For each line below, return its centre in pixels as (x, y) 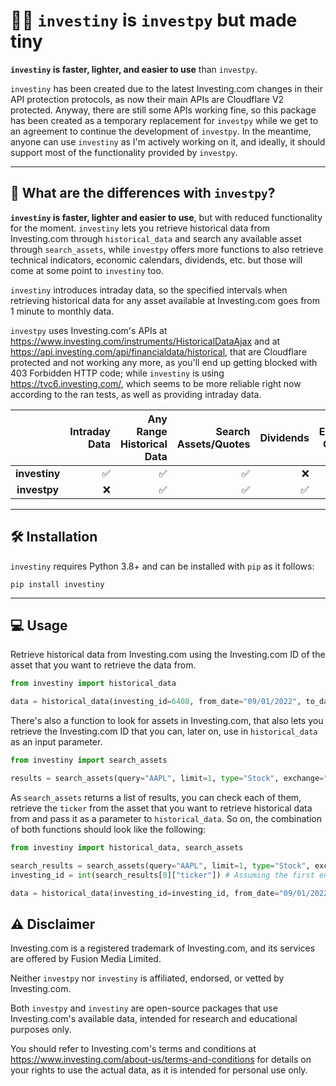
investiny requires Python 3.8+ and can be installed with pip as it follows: (162, 566)
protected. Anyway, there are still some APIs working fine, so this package (163, 110)
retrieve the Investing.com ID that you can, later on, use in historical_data (164, 731)
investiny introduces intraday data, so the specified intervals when (149, 290)
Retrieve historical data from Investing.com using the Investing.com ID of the (168, 655)
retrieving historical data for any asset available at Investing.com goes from (165, 300)
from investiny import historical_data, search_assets (127, 847)
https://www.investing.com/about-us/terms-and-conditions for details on (161, 1060)
